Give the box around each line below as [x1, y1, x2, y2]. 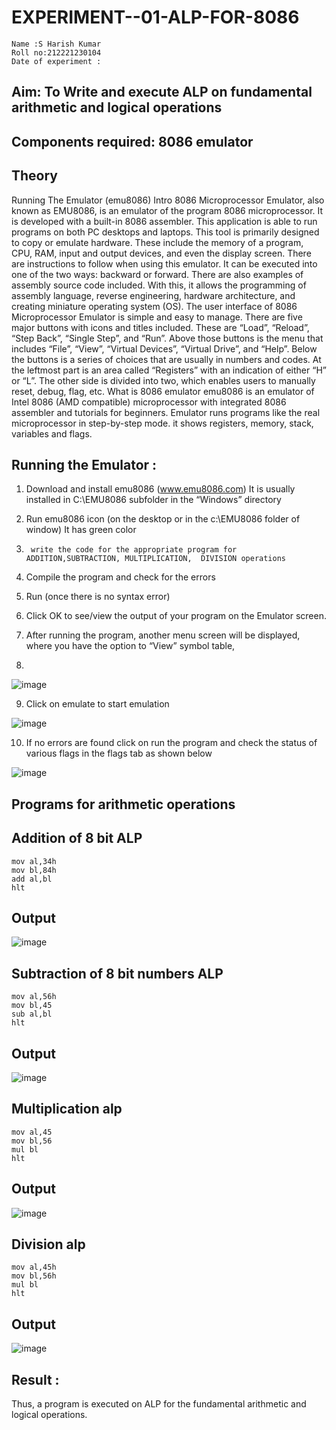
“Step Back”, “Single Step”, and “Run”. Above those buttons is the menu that [11, 332, 324, 344]
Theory [11, 167, 59, 185]
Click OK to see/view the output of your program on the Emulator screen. [25, 610, 327, 622]
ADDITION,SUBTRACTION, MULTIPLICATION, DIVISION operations [25, 554, 287, 564]
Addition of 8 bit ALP [11, 830, 143, 847]
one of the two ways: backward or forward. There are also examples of [11, 268, 304, 280]
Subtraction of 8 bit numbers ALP [11, 965, 224, 982]
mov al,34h [11, 856, 57, 866]
